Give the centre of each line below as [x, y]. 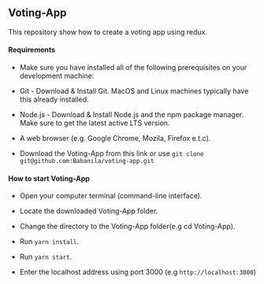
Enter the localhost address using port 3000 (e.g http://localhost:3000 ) [138, 272]
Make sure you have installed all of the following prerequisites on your [133, 68]
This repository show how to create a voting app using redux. [108, 31]
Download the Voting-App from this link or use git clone [112, 153]
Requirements [32, 50]
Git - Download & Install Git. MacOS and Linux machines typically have [134, 91]
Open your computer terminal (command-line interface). [111, 196]
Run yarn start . [46, 257]
